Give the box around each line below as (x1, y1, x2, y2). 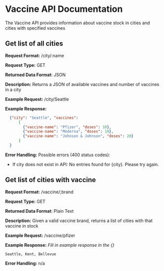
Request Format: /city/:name (5, 52, 64, 58)
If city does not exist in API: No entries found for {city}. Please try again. (12, 161, 159, 167)
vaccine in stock (5, 223, 39, 228)
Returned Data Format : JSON (5, 72, 66, 78)
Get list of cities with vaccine (5, 176, 96, 184)
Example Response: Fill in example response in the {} (5, 242, 115, 248)
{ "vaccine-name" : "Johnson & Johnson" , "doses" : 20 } (23, 134, 134, 139)
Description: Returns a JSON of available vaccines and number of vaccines (5, 81, 160, 87)
